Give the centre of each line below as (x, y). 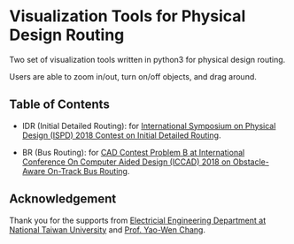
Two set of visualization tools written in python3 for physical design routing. (147, 59)
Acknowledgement (63, 199)
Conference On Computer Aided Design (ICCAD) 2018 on (127, 162)
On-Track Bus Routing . (89, 171)
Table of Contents (60, 105)
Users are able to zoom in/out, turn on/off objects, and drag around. (133, 76)
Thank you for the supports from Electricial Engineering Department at (138, 220)
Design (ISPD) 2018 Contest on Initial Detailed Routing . (121, 135)
